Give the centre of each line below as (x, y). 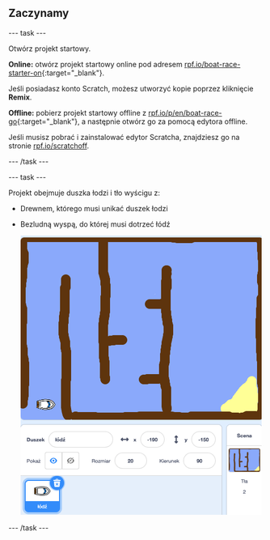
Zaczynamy (39, 13)
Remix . (20, 97)
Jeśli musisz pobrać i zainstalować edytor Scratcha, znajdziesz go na (124, 137)
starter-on (25, 73)
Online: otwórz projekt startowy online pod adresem (96, 64)
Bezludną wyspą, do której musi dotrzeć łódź (95, 224)
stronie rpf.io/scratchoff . (49, 146)
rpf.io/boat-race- (213, 64)
